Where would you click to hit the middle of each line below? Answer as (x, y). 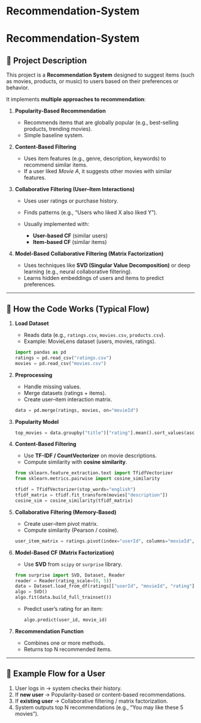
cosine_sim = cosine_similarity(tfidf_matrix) (74, 501)
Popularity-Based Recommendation (60, 111)
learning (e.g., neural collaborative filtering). (78, 272)
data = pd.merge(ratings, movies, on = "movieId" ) (77, 410)
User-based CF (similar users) (70, 236)
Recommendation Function (49, 631)
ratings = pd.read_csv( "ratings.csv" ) (63, 358)
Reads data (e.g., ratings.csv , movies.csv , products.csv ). (95, 335)
